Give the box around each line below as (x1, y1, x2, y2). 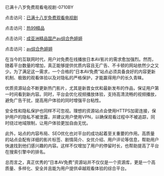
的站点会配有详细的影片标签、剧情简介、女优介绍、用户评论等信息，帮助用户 (5, 137, 159, 142)
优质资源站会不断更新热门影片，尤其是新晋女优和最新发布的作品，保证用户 (5, 85, 155, 91)
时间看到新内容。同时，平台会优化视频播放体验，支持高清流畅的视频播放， (9, 91, 159, 97)
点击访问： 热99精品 (5, 25, 45, 31)
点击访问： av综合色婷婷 (5, 46, 53, 51)
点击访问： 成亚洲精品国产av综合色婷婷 (5, 36, 83, 41)
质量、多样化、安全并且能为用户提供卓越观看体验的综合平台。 (5, 166, 129, 171)
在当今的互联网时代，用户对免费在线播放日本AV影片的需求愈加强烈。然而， (5, 56, 156, 62)
